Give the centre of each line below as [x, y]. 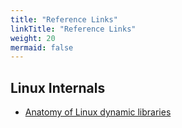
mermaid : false [42, 47]
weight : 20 [33, 38]
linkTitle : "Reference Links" [73, 29]
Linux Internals [58, 87]
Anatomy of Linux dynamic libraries [98, 112]
